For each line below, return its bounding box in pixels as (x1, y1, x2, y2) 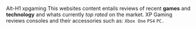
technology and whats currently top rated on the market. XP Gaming (6, 11, 173, 18)
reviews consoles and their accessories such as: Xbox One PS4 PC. (6, 17, 165, 24)
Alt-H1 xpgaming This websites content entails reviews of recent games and (6, 5, 191, 12)
